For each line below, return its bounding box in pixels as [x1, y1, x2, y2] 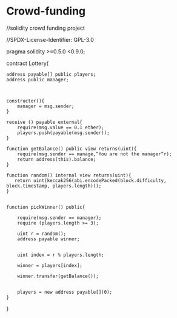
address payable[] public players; [6, 71, 96, 77]
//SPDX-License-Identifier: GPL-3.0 [6, 36, 94, 43]
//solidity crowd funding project [6, 24, 85, 32]
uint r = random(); [17, 231, 67, 237]
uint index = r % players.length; [17, 252, 104, 258]
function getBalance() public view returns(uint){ [6, 146, 137, 152]
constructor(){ [6, 98, 45, 104]
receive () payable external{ [6, 119, 83, 125]
